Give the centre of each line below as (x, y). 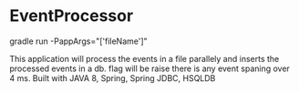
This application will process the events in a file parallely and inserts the (144, 58)
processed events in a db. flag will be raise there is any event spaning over (149, 68)
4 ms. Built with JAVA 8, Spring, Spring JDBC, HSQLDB (113, 77)
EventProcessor (72, 16)
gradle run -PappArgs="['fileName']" (78, 41)
